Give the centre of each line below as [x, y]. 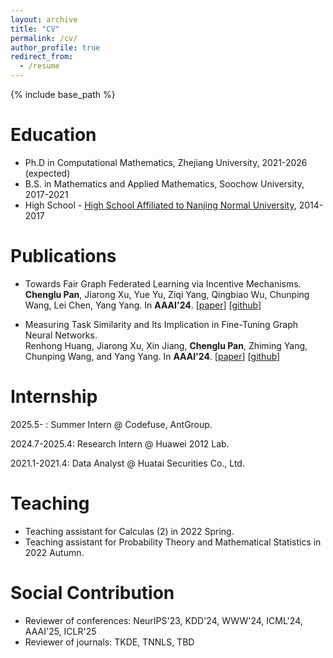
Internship [54, 397]
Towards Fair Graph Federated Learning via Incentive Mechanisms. [163, 283]
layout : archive [44, 19]
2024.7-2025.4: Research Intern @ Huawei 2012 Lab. [120, 443]
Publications [63, 256]
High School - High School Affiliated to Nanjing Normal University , [160, 205]
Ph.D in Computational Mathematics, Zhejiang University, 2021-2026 [166, 162]
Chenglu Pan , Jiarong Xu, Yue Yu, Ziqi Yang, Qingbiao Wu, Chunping [167, 294]
